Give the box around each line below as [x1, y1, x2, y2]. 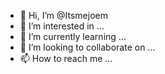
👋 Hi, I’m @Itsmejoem [19, 10, 108, 21]
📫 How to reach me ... [19, 53, 113, 64]
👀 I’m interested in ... [19, 20, 105, 32]
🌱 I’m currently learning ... [19, 31, 127, 42]
